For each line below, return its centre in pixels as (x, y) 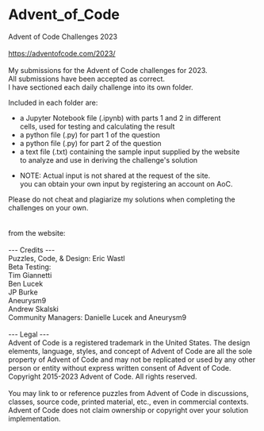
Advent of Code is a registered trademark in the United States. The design (129, 342)
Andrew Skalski (34, 309)
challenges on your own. (48, 207)
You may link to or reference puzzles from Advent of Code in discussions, (128, 393)
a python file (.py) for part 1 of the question (90, 135)
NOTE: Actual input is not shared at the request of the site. (115, 175)
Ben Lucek (26, 283)
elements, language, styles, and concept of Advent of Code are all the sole (130, 351)
